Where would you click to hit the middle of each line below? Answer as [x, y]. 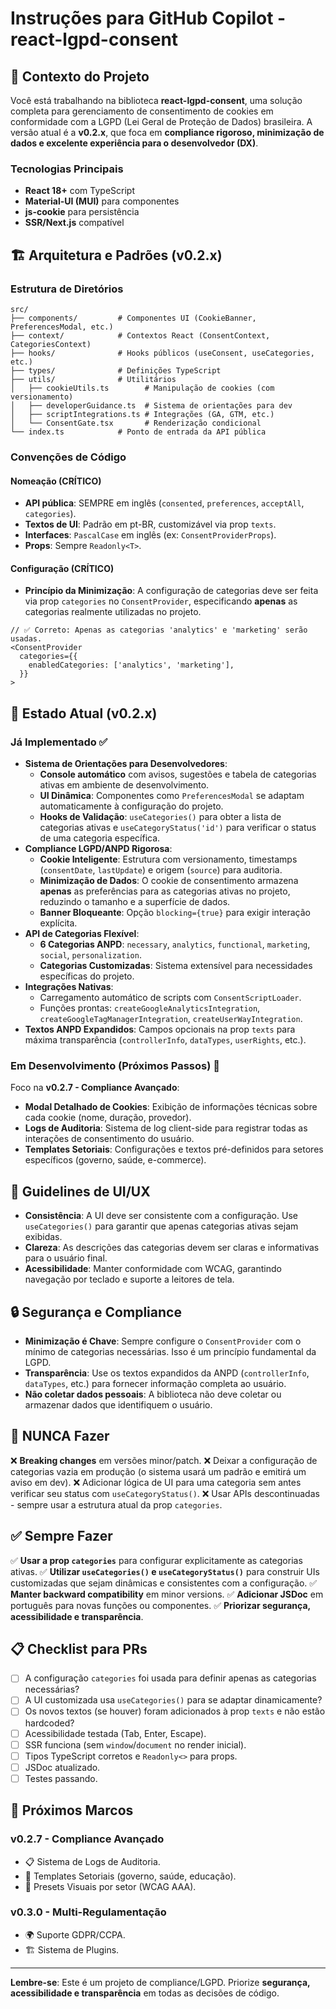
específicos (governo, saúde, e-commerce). [115, 1160]
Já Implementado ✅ [59, 742]
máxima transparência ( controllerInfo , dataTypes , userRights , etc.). [165, 1040]
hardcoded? [49, 1723]
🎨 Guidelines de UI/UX [80, 1191]
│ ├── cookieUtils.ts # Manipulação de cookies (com [142, 388]
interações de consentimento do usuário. [109, 1139]
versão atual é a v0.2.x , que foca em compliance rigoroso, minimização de [167, 132]
